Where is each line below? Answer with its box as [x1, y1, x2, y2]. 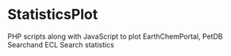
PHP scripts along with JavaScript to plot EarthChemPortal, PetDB [7, 32, 223, 41]
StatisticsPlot [7, 6, 98, 24]
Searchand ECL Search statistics [7, 39, 114, 49]
